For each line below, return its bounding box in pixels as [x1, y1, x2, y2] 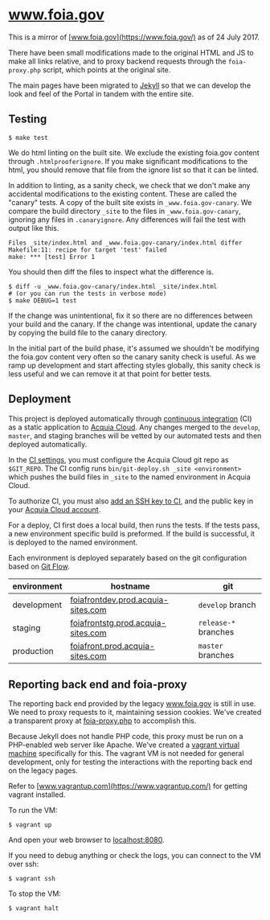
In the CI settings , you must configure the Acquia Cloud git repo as [8, 454, 229, 464]
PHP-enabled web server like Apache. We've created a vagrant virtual [8, 740, 239, 750]
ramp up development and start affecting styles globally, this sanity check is [8, 360, 261, 370]
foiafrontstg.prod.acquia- [70, 617, 167, 628]
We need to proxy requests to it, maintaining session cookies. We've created [8, 708, 262, 717]
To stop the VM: [8, 889, 62, 898]
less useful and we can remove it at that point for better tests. [8, 368, 212, 379]
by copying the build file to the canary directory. [8, 327, 167, 337]
